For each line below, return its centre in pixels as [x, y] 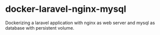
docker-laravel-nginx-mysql [66, 9]
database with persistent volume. [40, 28]
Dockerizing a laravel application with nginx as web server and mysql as [80, 23]
